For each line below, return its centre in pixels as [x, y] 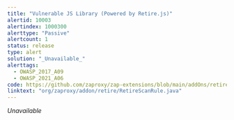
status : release [31, 46]
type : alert [24, 53]
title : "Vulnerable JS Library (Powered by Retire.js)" [90, 14]
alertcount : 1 [28, 40]
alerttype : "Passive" [39, 33]
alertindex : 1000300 [37, 26]
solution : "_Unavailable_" [46, 59]
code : [15, 85]
